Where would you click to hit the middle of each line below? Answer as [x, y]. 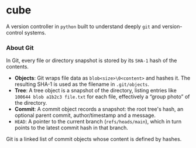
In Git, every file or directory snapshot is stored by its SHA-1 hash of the [92, 61]
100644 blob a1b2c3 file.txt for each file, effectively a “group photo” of [102, 97]
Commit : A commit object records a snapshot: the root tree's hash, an [99, 109]
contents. [18, 67]
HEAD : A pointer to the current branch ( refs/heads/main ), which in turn [98, 122]
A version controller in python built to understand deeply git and [83, 26]
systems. [35, 32]
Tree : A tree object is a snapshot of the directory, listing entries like [95, 91]
